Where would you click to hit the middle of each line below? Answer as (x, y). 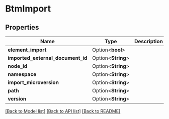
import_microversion (33, 82)
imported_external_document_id (48, 58)
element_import (27, 50)
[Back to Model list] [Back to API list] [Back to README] (63, 111)
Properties (22, 27)
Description (149, 41)
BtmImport (28, 9)
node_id (18, 66)
